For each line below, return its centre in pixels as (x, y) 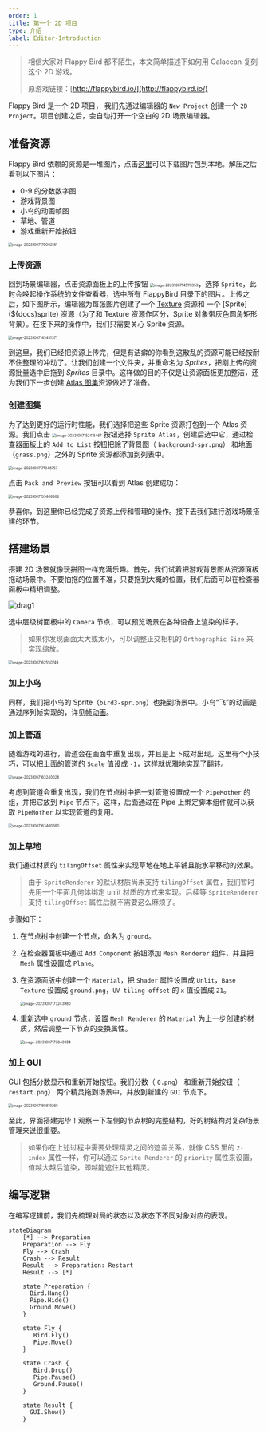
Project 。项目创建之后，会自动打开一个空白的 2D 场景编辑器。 (111, 116)
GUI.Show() (47, 1413)
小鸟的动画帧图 (44, 211)
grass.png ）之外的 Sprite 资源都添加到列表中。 (92, 454)
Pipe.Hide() (49, 1301)
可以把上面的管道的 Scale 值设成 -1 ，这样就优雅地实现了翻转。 (125, 763)
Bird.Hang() (49, 1293)
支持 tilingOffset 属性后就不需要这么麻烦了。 (104, 902)
